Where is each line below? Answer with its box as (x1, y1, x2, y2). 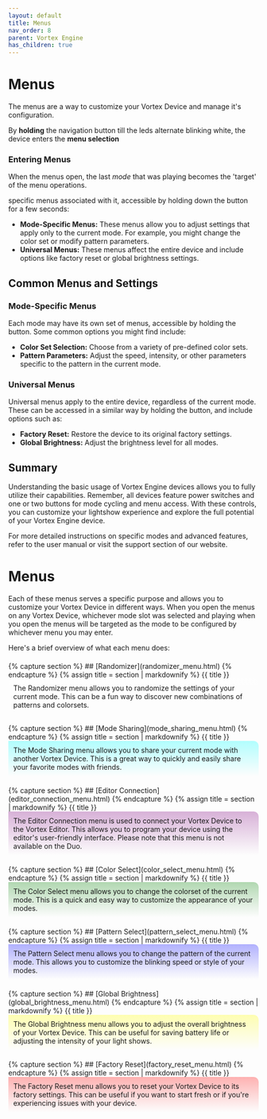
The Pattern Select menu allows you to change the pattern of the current (13, 949, 251, 958)
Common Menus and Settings (8, 276, 159, 290)
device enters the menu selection (8, 134, 120, 144)
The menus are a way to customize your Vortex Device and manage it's (8, 102, 242, 111)
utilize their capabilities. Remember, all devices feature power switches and (8, 491, 254, 500)
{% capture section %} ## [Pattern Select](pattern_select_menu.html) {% (8, 927, 249, 937)
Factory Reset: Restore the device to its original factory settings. (19, 429, 232, 439)
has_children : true (8, 41, 73, 49)
